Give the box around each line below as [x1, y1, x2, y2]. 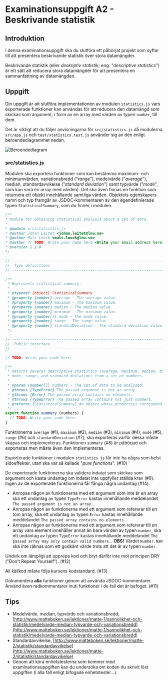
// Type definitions [5, 263, 50, 268]
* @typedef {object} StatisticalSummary [7, 291, 93, 296]
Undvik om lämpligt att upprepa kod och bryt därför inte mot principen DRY [5, 553, 160, 559]
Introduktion [5, 34, 45, 43]
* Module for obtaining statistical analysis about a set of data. [5, 217, 149, 222]
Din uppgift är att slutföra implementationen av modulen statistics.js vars [5, 101, 160, 107]
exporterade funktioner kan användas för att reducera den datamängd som [5, 106, 160, 112]
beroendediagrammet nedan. [5, 137, 65, 143]
